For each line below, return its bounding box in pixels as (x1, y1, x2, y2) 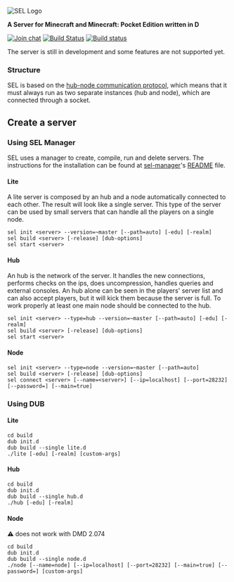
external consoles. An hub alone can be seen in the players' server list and (7, 286, 223, 295)
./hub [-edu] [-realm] (7, 499, 74, 506)
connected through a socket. (7, 96, 91, 105)
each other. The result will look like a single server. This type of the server (7, 201, 221, 209)
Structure (7, 65, 41, 75)
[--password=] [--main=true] (7, 382, 93, 390)
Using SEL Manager (7, 137, 76, 147)
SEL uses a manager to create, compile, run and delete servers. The (7, 153, 204, 162)
